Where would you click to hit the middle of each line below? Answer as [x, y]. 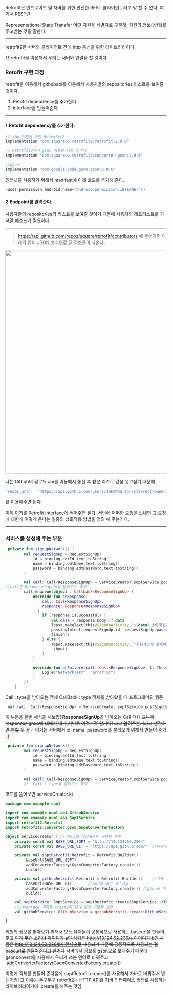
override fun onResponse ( [60, 597]
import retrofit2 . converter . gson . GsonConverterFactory [65, 827]
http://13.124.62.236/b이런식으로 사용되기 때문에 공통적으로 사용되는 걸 [86, 944]
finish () [60, 634]
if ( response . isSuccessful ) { [74, 615]
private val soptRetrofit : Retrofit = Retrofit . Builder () [77, 855]
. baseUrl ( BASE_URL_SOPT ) [50, 860]
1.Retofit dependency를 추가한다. [40, 125]
